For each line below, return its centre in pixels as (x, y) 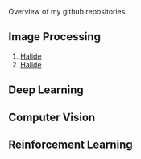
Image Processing (54, 37)
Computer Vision (52, 117)
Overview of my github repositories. (68, 12)
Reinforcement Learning (70, 144)
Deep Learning (46, 90)
